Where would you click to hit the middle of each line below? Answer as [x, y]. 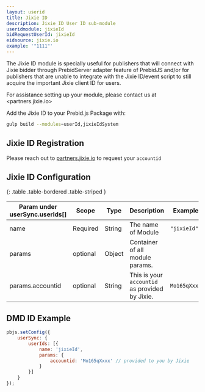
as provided [146, 289]
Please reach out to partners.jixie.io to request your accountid [84, 158]
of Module [144, 233]
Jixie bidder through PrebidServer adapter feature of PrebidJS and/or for [98, 70]
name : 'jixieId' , [61, 349]
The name [144, 225]
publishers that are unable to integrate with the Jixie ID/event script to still [99, 76]
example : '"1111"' [30, 46]
